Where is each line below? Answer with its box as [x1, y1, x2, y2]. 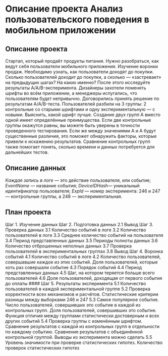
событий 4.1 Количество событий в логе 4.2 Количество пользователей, [5, 253, 161, 260]
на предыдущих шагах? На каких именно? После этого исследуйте [5, 79, 150, 85]
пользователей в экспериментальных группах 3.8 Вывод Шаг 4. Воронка [5, 248, 163, 254]
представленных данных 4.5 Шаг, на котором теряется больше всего [5, 270, 155, 276]
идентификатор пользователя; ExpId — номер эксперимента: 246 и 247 [5, 188, 160, 194]
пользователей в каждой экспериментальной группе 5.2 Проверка [5, 286, 150, 292]
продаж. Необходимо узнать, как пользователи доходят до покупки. [5, 69, 154, 75]
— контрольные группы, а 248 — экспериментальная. [5, 193, 123, 199]
